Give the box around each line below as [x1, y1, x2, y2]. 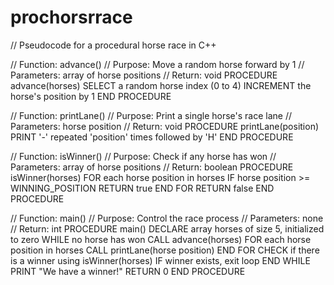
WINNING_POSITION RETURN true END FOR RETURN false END [10, 182, 275, 194]
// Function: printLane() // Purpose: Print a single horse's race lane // [10, 109, 292, 121]
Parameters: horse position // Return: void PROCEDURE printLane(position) [10, 120, 320, 132]
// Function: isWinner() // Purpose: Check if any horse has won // [10, 150, 277, 162]
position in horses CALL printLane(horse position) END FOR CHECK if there [10, 244, 320, 256]
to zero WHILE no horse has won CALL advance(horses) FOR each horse [10, 233, 312, 245]
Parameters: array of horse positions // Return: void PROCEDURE [10, 69, 278, 81]
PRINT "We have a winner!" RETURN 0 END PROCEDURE [10, 265, 246, 277]
